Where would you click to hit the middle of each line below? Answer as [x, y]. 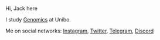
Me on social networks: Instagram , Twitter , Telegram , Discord [80, 31]
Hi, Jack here [21, 8]
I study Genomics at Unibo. [38, 19]
